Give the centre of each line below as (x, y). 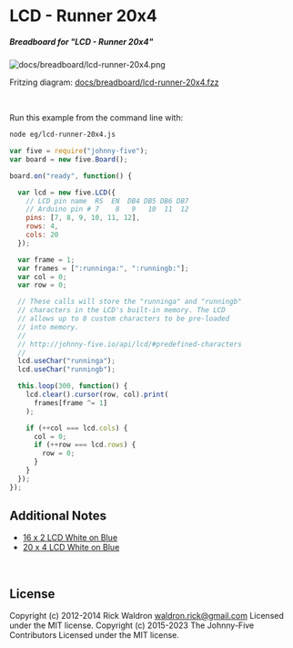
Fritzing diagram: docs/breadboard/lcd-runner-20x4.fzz (114, 82)
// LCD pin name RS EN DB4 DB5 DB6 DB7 (107, 201)
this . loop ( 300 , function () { (73, 386)
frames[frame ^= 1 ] (70, 402)
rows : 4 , (42, 226)
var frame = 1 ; (46, 260)
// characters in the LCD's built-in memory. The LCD (121, 310)
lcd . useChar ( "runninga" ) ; (67, 361)
